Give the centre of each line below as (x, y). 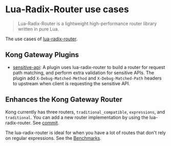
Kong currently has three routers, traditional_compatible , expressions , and (85, 112)
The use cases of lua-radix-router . (41, 39)
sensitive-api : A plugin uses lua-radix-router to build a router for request (89, 67)
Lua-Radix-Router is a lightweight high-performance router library (87, 23)
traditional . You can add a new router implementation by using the (77, 117)
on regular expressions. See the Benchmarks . (53, 138)
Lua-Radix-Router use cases (67, 9)
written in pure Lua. (38, 29)
